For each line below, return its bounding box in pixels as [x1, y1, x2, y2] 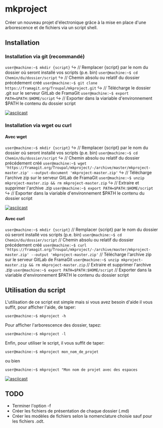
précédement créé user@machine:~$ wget [5, 160, 87, 166]
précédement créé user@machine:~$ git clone [5, 80, 98, 85]
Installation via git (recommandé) [5, 53, 85, 60]
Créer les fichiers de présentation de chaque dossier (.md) [12, 408, 130, 413]
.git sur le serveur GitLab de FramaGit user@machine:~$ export [5, 90, 129, 96]
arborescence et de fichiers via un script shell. [5, 24, 98, 30]
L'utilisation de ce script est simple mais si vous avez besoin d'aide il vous [5, 299, 153, 305]
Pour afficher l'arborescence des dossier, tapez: [5, 322, 102, 328]
